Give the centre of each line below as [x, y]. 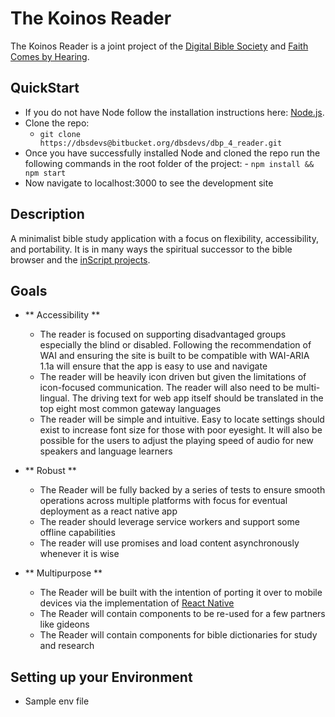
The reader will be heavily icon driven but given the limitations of [173, 377]
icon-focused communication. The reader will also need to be [166, 388]
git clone [60, 134]
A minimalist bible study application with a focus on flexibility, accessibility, [164, 238]
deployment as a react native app [108, 511]
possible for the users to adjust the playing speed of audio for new [176, 441]
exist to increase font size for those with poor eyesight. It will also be [181, 430]
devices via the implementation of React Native [137, 603]
